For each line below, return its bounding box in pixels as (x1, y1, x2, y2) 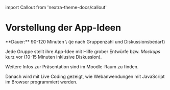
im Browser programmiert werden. (5, 78, 78, 85)
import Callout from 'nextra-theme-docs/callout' (5, 5, 107, 10)
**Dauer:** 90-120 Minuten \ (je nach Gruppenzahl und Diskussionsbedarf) (5, 38, 165, 44)
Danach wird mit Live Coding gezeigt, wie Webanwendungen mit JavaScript (5, 73, 165, 79)
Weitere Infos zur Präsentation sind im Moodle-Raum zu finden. (5, 63, 139, 70)
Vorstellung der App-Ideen (5, 22, 122, 33)
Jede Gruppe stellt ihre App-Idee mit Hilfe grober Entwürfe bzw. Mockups (5, 48, 161, 55)
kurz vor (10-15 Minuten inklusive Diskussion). (5, 54, 102, 60)
